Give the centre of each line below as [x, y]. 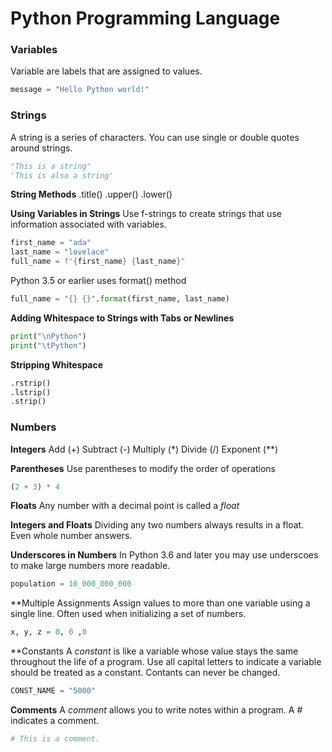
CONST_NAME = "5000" [53, 691]
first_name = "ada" [51, 243]
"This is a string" [51, 166]
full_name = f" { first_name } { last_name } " [98, 262]
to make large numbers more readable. [90, 566]
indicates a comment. [55, 721]
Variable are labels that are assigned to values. [106, 71]
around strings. [41, 148]
